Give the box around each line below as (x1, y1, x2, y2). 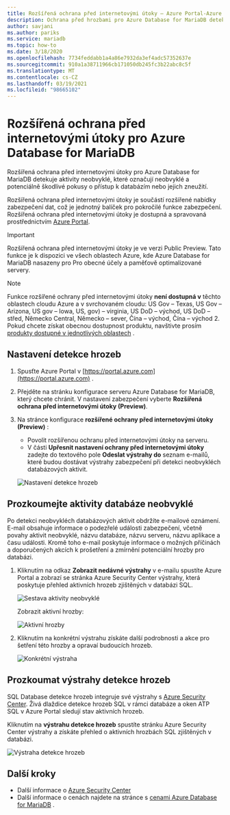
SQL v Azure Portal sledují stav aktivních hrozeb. (7, 707, 144, 715)
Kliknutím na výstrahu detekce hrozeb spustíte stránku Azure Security (7, 720, 207, 729)
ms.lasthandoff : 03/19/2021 (7, 80, 88, 87)
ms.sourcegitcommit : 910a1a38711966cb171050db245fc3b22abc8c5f (7, 61, 192, 68)
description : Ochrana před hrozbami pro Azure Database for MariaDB (7, 16, 207, 23)
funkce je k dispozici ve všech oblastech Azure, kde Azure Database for (7, 252, 210, 260)
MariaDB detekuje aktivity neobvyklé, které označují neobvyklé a (7, 175, 190, 184)
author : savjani (7, 23, 53, 29)
